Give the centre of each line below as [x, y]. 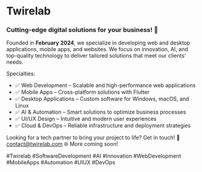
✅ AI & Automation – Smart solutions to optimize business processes [100, 112]
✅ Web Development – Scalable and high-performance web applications [105, 85]
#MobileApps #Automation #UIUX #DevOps [61, 162]
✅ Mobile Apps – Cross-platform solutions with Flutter [82, 92]
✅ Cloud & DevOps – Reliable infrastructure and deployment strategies [103, 126]
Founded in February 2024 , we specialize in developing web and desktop [98, 43]
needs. [15, 62]
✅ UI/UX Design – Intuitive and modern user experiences [86, 119]
